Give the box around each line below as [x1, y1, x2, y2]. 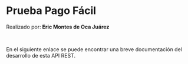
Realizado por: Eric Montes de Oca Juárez [6, 23, 110, 30]
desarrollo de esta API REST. [6, 52, 75, 59]
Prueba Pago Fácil [6, 4, 96, 17]
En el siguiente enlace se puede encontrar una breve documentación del [6, 45, 183, 53]
